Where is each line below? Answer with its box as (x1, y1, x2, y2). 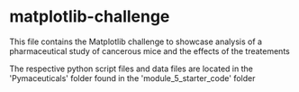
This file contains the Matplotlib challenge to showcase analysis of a (9, 36, 263, 47)
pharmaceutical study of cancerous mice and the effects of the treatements (9, 45, 290, 56)
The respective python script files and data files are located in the (9, 63, 254, 74)
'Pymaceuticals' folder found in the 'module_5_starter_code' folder (9, 72, 256, 83)
